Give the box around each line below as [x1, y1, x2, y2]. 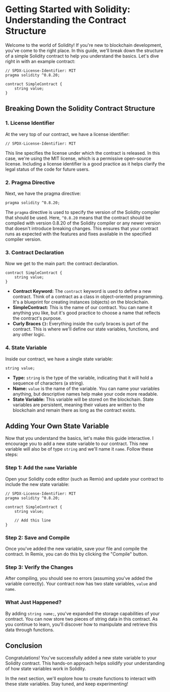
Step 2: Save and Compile [5, 534, 70, 541]
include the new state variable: [5, 481, 70, 487]
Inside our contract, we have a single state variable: [5, 355, 113, 362]
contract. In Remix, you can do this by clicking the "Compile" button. [5, 551, 148, 557]
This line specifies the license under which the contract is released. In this [5, 150, 160, 156]
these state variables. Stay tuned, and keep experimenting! [5, 681, 128, 687]
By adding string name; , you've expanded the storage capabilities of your [5, 610, 160, 617]
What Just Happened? [5, 599, 62, 606]
